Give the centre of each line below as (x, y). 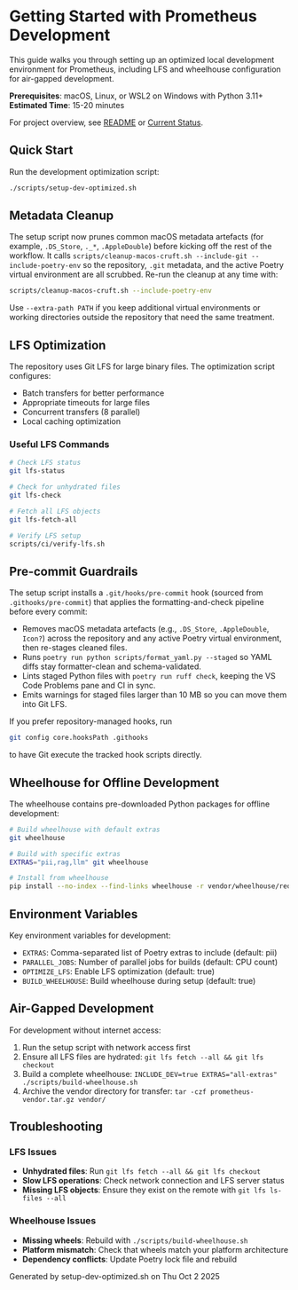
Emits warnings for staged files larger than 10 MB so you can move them (154, 695)
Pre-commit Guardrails (74, 571)
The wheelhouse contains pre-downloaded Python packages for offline (140, 804)
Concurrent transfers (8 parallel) (81, 412)
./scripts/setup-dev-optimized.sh (73, 188)
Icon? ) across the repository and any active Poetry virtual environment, (152, 638)
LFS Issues (33, 1152)
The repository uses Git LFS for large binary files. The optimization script (142, 366)
